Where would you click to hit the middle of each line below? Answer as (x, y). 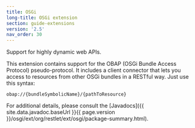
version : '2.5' (26, 29)
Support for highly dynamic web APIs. (54, 52)
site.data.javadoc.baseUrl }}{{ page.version (61, 112)
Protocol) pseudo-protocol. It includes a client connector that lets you (94, 70)
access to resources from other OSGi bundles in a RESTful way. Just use (97, 77)
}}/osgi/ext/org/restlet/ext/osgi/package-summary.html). (77, 119)
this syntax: (21, 84)
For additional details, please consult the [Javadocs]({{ (75, 106)
